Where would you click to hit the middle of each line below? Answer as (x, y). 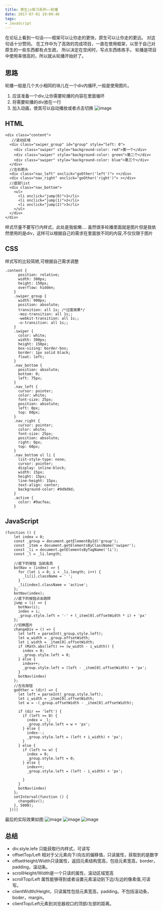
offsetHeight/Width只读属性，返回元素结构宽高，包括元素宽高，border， (85, 861)
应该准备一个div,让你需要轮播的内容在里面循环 (58, 96)
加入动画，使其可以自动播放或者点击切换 (53, 108)
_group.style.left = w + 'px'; (58, 724)
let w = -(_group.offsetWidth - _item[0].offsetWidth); (76, 703)
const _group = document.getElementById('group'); (66, 541)
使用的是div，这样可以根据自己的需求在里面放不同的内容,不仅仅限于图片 (81, 233)
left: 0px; (29, 408)
